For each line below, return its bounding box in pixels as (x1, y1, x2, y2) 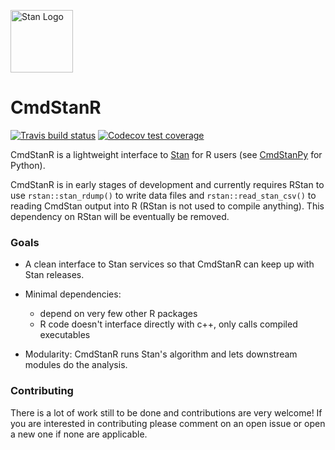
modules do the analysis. (24, 359, 128, 371)
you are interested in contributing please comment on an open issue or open (10, 417, 326, 429)
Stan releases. (24, 269, 85, 281)
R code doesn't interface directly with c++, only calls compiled (39, 318, 298, 330)
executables (39, 329, 91, 341)
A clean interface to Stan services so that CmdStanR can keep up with (24, 258, 315, 270)
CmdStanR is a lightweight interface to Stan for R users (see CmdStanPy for (10, 148, 323, 160)
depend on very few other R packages (39, 308, 198, 320)
